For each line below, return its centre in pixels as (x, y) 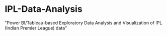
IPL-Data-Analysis (44, 9)
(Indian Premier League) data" (36, 28)
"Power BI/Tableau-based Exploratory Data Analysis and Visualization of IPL (83, 23)
